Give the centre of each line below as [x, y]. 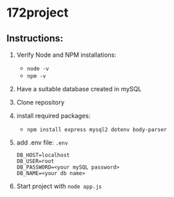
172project [37, 13]
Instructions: [35, 38]
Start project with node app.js [59, 186]
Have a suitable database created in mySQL [79, 89]
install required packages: [53, 116]
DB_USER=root [35, 161]
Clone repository [41, 102]
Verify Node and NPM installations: [67, 55]
